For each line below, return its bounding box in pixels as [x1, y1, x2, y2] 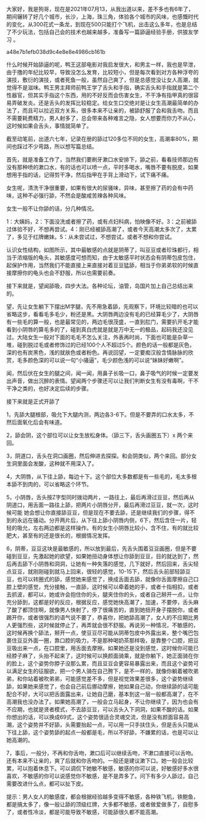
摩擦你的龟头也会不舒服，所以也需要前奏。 [11, 269, 119, 276]
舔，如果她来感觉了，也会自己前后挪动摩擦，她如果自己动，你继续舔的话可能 [6, 683, 199, 690]
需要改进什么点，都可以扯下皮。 [6, 780, 87, 787]
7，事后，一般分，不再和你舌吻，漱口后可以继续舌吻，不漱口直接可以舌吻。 [6, 749, 196, 757]
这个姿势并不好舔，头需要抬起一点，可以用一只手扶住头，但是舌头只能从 [16, 721, 199, 728]
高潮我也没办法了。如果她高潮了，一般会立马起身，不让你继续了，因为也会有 [6, 698, 199, 705]
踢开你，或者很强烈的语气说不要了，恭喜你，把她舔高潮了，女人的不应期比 [6, 614, 193, 621]
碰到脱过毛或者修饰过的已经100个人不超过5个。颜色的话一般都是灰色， [16, 341, 195, 348]
